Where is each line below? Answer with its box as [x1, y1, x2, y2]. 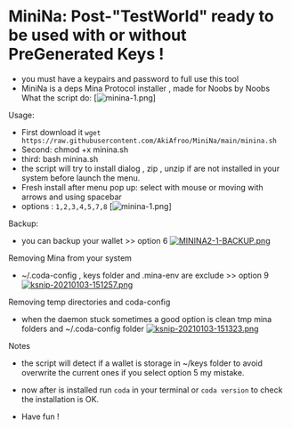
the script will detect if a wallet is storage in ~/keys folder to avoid [20, 358, 264, 368]
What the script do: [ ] [20, 92, 157, 103]
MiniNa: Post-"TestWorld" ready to [8, 6, 274, 27]
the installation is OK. [20, 393, 100, 404]
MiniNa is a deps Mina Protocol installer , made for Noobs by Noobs [20, 83, 271, 93]
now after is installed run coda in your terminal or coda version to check [20, 384, 283, 395]
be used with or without [8, 25, 188, 45]
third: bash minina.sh [20, 153, 99, 164]
